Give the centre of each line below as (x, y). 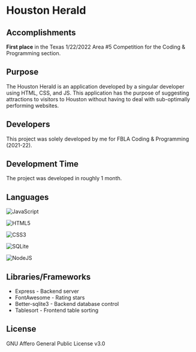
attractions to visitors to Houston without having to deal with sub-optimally (98, 99)
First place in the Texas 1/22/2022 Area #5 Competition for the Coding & (96, 47)
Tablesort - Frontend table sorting (57, 310)
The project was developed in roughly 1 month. (64, 178)
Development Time (43, 164)
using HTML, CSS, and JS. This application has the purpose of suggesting (98, 93)
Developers (28, 124)
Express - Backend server (47, 292)
